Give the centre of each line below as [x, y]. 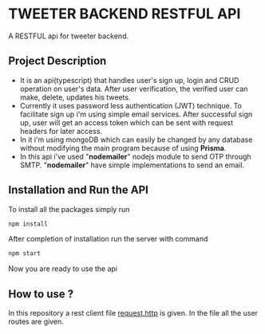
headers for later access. [61, 131]
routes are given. [36, 322]
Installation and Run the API [79, 190]
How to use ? [41, 294]
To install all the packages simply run [69, 209]
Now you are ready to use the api [63, 269]
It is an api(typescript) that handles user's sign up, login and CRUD [129, 80]
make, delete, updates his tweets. [75, 97]
